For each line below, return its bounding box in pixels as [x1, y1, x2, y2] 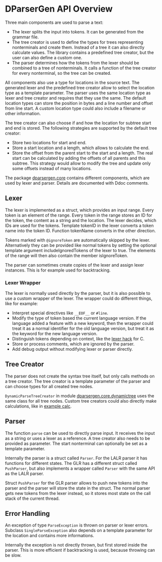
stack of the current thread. [5, 495, 60, 501]
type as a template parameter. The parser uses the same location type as [5, 90, 151, 96]
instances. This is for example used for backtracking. [5, 267, 111, 273]
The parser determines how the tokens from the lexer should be [12, 60, 139, 66]
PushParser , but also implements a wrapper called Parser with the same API [5, 465, 155, 471]
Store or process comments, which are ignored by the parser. [12, 341, 134, 347]
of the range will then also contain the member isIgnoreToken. [5, 253, 128, 258]
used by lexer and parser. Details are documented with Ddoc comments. [5, 180, 149, 186]
